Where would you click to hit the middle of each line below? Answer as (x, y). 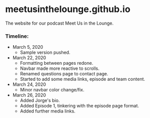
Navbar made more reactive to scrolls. (60, 68)
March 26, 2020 (29, 95)
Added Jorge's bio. (40, 100)
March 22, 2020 (29, 58)
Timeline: (17, 36)
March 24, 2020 (29, 84)
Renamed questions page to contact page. (64, 74)
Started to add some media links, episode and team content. (83, 79)
